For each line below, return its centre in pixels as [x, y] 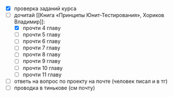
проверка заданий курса [45, 9]
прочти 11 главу [42, 74]
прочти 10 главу [43, 68]
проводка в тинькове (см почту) [54, 88]
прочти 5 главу [42, 35]
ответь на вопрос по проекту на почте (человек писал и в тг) [91, 81]
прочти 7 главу [42, 48]
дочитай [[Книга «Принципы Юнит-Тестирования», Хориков [89, 15]
